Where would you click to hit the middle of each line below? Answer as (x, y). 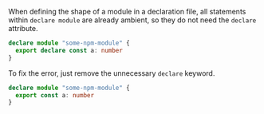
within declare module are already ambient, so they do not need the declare (132, 20)
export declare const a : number (69, 50)
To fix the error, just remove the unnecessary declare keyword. (112, 73)
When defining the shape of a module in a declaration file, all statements (127, 12)
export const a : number (55, 95)
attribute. (23, 28)
